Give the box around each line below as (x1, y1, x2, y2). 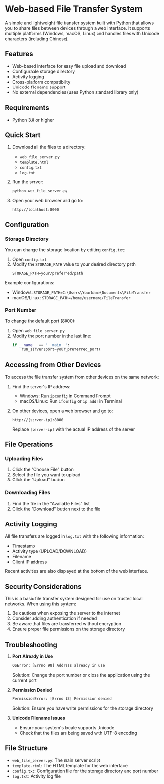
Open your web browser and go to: (12, 198, 84, 204)
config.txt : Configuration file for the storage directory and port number (12, 768, 159, 774)
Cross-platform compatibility (12, 79, 71, 85)
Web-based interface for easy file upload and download (12, 63, 126, 69)
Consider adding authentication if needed (12, 615, 97, 621)
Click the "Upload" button (12, 477, 65, 483)
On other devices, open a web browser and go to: (12, 408, 113, 414)
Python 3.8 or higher (12, 117, 54, 123)
